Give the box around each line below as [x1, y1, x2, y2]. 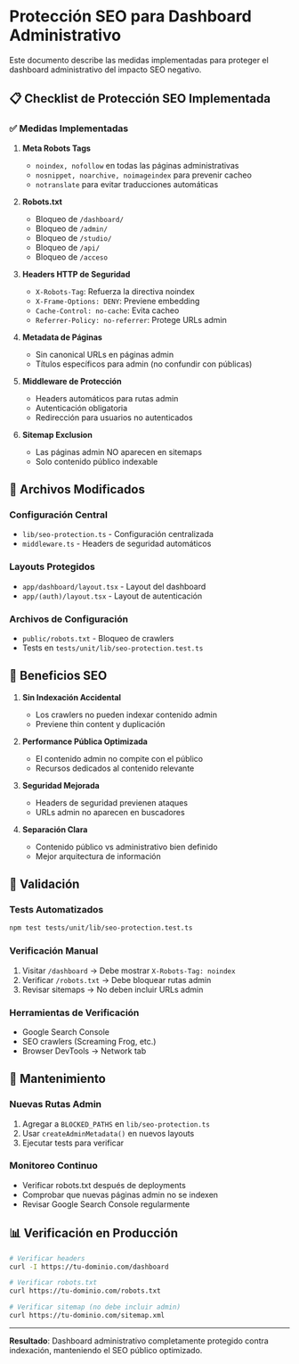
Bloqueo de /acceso [35, 252, 109, 262]
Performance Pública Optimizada [21, 736, 149, 747]
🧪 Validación [9, 877, 80, 892]
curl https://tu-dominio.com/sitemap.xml [9, 1311, 166, 1320]
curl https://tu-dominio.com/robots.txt [9, 1286, 162, 1295]
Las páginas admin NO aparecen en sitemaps [35, 446, 203, 457]
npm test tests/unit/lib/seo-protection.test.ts [9, 923, 193, 933]
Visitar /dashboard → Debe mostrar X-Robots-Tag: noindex [21, 965, 236, 976]
